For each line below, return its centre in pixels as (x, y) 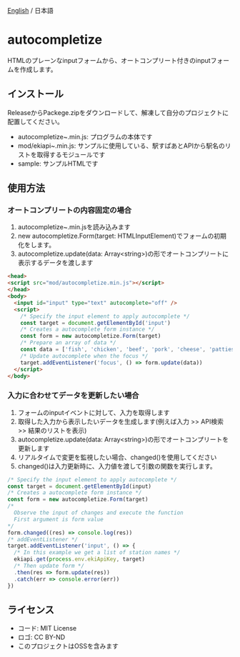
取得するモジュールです (71, 154)
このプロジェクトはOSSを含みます (68, 646)
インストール (36, 94)
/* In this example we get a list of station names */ (97, 553)
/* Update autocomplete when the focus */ (84, 356)
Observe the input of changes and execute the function (99, 513)
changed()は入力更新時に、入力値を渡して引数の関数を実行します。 (117, 466)
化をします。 (36, 245)
